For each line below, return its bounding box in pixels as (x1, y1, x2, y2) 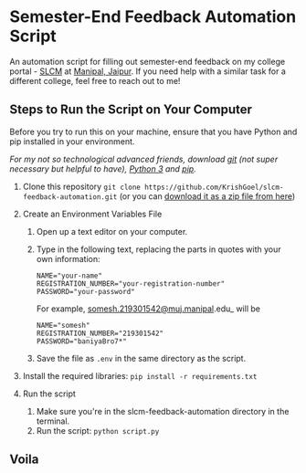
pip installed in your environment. (9, 135, 135, 147)
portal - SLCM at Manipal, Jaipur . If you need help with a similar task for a (9, 66, 286, 77)
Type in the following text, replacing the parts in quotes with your (36, 244, 281, 255)
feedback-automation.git (22, 192, 118, 202)
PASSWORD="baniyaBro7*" (36, 336, 128, 346)
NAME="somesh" (36, 321, 90, 330)
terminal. (36, 415, 70, 426)
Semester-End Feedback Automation (9, 6, 297, 27)
